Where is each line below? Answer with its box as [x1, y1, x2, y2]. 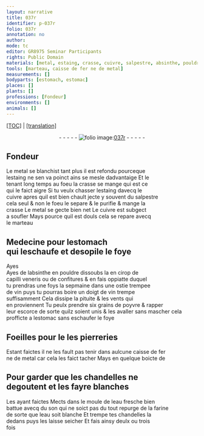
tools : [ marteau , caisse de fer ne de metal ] [6, 65, 123, 72]
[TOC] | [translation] [6, 122, 56, 129]
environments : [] [6, 99, 50, 105]
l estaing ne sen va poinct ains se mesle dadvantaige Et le [6, 174, 150, 181]
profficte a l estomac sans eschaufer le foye [6, 314, 115, 322]
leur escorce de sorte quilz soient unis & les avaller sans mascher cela [6, 308, 182, 315]
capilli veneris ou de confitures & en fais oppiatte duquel [6, 275, 148, 283]
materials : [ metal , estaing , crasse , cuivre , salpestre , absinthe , [6, 60, 181, 66]
